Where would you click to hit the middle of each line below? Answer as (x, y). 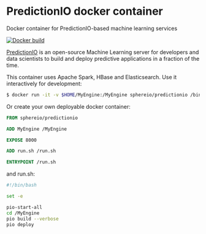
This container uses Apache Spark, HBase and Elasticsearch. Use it (91, 77)
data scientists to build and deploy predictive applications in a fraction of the (103, 58)
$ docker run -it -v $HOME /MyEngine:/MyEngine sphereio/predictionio (97, 95)
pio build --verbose (33, 219)
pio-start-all (25, 207)
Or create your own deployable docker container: (68, 106)
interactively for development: (44, 84)
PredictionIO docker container (85, 11)
